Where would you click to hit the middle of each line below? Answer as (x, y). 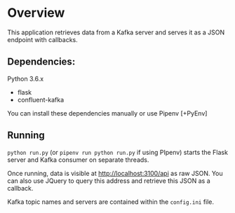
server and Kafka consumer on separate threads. (78, 160)
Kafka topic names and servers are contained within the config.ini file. (111, 202)
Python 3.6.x (26, 78)
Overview (36, 13)
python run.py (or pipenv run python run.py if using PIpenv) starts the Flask (117, 152)
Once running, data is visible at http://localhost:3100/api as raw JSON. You (115, 173)
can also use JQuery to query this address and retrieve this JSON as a (109, 181)
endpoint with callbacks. (43, 39)
